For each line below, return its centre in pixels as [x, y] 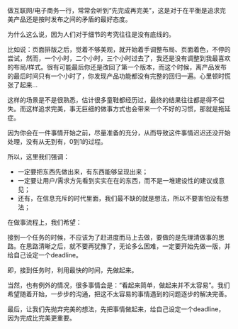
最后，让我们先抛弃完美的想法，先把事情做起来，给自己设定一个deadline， [116, 309]
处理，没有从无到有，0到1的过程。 [57, 141]
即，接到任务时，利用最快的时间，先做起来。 [73, 270]
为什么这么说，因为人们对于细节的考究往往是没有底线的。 [91, 34]
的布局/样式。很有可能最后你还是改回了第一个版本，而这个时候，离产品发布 [117, 67]
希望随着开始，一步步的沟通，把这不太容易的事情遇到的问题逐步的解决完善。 [119, 294]
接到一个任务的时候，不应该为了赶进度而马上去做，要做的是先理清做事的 [113, 237]
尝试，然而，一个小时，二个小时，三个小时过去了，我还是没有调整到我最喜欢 [119, 58]
